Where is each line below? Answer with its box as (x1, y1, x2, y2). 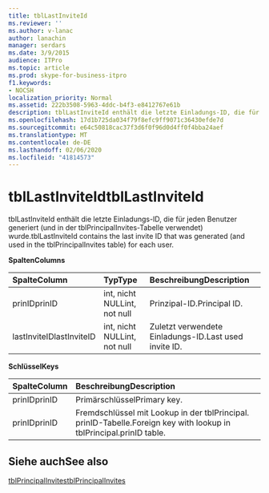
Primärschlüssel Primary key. (75, 394, 183, 406)
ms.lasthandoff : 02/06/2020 (8, 146, 102, 154)
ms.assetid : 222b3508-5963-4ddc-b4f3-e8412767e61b (8, 101, 181, 109)
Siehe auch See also (8, 455, 109, 468)
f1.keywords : (8, 79, 52, 87)
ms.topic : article (8, 64, 70, 72)
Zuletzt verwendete (149, 321, 223, 333)
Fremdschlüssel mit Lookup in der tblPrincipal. (75, 407, 250, 418)
